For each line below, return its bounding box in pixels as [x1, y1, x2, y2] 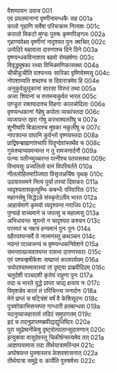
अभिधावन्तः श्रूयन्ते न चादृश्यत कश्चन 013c [7, 216, 101, 225]
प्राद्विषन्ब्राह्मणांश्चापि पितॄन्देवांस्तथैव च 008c [7, 139, 101, 147]
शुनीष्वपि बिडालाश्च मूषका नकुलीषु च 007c [7, 123, 101, 131]
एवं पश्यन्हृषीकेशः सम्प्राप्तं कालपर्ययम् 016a [7, 256, 99, 263]
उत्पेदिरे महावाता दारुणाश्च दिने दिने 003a [7, 46, 98, 53]
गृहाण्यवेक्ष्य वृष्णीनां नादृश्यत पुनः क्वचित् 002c [7, 38, 106, 46]
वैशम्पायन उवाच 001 [7, 7, 53, 15]
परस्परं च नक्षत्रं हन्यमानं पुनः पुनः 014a [7, 225, 91, 232]
